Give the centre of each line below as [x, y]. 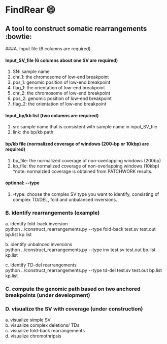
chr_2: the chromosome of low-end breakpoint [61, 93]
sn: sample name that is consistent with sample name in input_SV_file [85, 127]
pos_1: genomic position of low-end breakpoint [61, 82]
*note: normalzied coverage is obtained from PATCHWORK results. [82, 171]
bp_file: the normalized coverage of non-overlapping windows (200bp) [87, 160]
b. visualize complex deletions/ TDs [42, 325]
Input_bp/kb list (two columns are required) [52, 115]
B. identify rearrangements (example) [53, 213]
